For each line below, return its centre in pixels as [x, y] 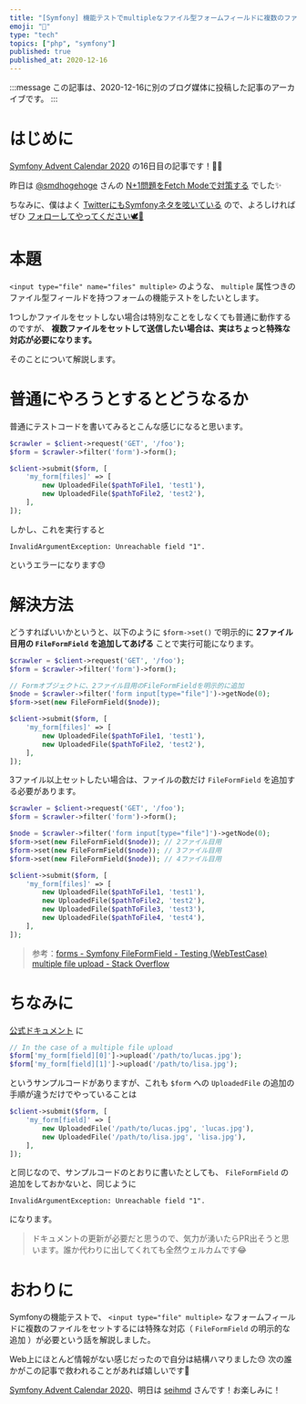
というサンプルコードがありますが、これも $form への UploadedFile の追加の [152, 1083]
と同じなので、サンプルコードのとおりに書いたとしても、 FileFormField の [149, 1172]
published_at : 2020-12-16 [58, 60]
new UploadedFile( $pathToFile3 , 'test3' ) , [124, 909]
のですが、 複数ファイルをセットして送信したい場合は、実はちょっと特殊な [150, 328]
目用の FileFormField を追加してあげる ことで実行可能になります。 [134, 643]
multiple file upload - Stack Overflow [101, 964]
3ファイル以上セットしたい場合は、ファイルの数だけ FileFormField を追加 [148, 779]
